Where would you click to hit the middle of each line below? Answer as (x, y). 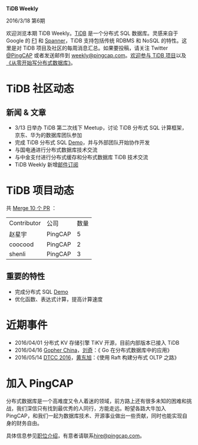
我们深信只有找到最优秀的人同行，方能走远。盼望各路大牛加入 (91, 408)
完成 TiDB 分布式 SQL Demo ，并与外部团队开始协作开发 (82, 142)
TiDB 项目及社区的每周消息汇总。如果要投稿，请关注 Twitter (95, 48)
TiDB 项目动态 (40, 191)
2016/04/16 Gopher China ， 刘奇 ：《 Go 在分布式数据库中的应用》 (93, 350)
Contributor (25, 222)
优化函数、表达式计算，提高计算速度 (59, 299)
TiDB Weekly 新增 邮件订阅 (46, 164)
